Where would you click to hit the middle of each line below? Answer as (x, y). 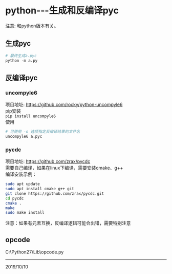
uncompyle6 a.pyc (24, 137)
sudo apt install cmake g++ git (40, 189)
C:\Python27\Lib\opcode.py (35, 252)
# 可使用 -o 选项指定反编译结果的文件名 (43, 132)
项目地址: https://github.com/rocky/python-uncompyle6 (64, 105)
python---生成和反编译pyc (62, 11)
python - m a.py (21, 60)
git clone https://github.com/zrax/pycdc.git (55, 193)
